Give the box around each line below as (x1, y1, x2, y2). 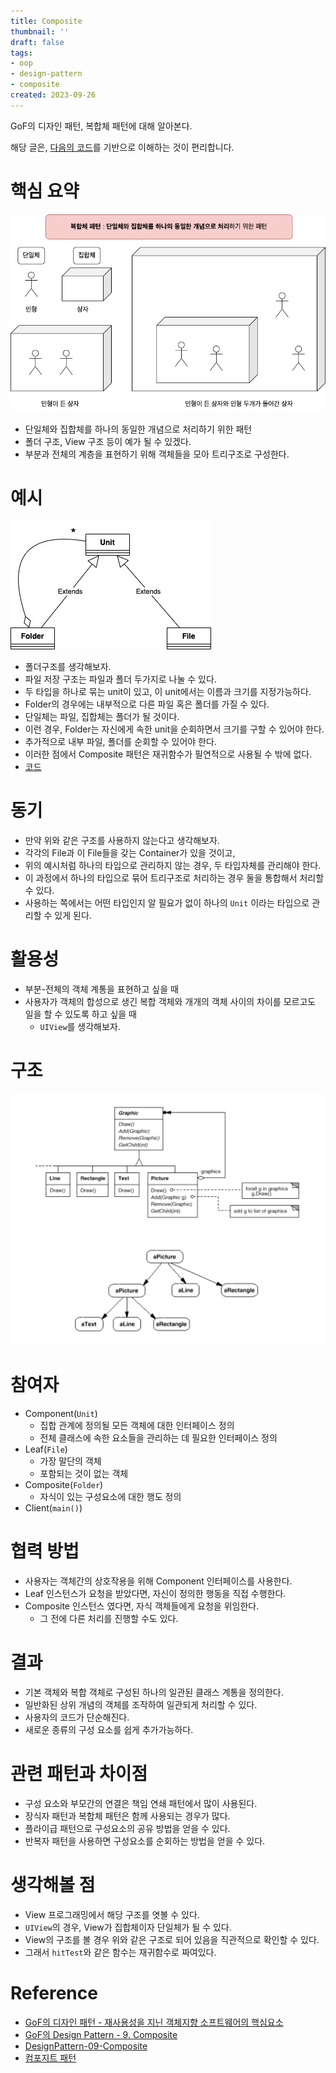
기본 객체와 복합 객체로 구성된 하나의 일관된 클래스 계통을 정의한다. (24, 1686, 284, 1699)
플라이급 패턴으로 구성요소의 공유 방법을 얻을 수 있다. (24, 1822, 231, 1834)
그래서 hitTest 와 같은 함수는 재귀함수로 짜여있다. (24, 1946, 217, 1958)
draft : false (10, 37, 65, 47)
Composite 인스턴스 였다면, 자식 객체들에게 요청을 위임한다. (24, 1600, 260, 1612)
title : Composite (10, 16, 83, 26)
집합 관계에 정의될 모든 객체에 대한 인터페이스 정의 (39, 1420, 235, 1432)
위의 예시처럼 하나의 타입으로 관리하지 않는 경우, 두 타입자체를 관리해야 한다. (24, 860, 322, 872)
